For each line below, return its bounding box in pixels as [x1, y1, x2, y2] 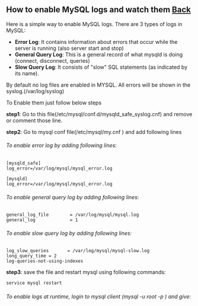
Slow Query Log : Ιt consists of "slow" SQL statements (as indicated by [14, 63, 188, 71]
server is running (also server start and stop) [14, 44, 124, 52]
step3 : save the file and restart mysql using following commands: [6, 269, 166, 276]
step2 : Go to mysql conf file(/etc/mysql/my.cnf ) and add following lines [6, 128, 182, 135]
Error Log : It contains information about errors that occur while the [14, 38, 178, 45]
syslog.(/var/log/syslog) [6, 87, 65, 94]
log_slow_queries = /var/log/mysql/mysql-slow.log [6, 248, 150, 254]
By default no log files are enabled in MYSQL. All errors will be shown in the [6, 81, 191, 88]
